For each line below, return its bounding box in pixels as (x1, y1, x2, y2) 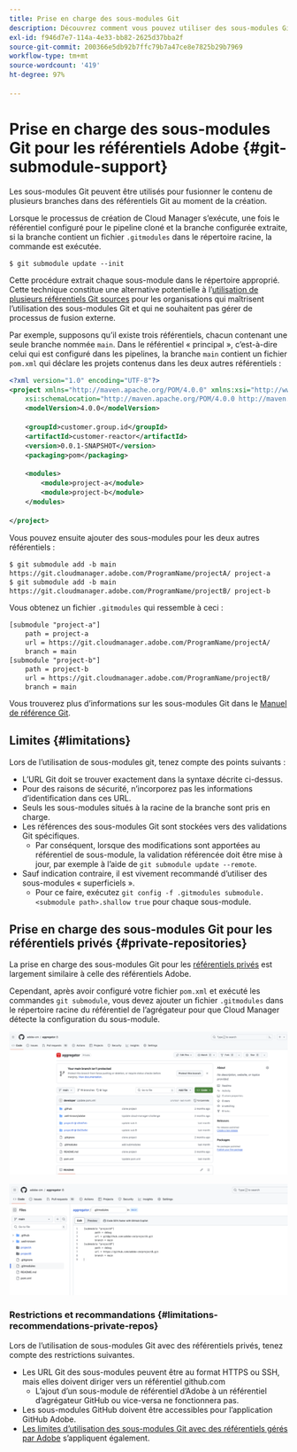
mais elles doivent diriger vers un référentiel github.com (21, 1376, 225, 1386)
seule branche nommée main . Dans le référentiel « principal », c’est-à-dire (9, 339, 278, 349)
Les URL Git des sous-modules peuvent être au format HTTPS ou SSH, (21, 1366, 280, 1378)
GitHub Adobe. (21, 1414, 77, 1425)
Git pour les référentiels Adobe (9, 137, 240, 158)
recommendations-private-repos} (9, 1320, 159, 1332)
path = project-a (25, 629, 89, 638)
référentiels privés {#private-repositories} (9, 935, 247, 950)
